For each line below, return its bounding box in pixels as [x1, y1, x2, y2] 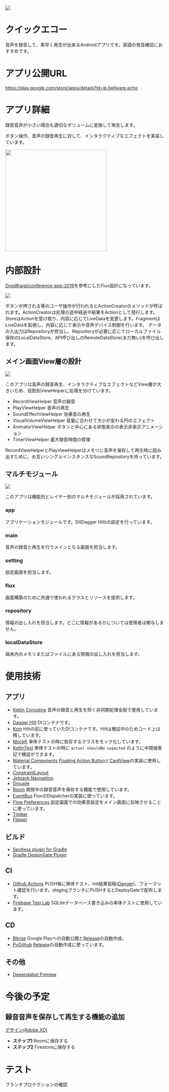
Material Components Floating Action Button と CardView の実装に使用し [12, 757, 161, 764]
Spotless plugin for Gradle [12, 846, 67, 852]
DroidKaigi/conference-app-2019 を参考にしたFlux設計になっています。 [5, 282, 153, 288]
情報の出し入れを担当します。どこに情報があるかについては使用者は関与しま [5, 619, 164, 625]
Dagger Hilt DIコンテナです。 [12, 719, 73, 725]
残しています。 [12, 732, 44, 738]
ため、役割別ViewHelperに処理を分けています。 [14, 387, 113, 393]
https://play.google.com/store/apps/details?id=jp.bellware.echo [5, 85, 138, 91]
